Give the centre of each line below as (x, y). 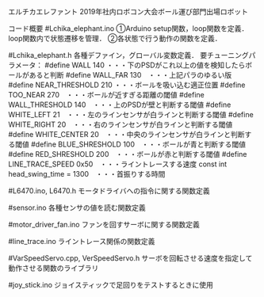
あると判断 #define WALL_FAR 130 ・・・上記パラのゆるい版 (130, 75)
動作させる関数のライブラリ (54, 268)
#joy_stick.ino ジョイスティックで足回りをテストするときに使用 (111, 285)
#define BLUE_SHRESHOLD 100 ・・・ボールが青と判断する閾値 (138, 144)
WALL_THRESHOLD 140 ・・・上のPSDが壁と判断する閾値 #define (120, 105)
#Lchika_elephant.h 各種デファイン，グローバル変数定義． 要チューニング (129, 55)
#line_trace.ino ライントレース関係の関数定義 (82, 241)
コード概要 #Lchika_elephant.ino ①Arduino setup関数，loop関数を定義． (128, 29)
